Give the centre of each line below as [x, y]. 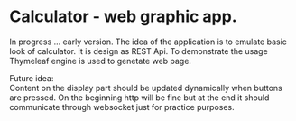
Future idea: [32, 78]
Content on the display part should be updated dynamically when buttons [146, 88]
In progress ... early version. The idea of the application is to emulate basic [148, 42]
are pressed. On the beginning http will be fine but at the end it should [139, 98]
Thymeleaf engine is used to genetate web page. [101, 60]
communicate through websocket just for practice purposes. [122, 107]
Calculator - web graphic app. [123, 17]
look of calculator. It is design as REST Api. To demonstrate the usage [139, 51]
